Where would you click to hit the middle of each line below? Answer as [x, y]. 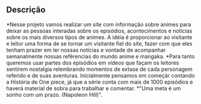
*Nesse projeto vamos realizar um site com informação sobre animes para [99, 24]
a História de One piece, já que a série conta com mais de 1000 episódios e [100, 82]
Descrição [26, 10]
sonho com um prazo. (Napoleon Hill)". [54, 94]
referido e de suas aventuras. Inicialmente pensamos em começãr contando [100, 75]
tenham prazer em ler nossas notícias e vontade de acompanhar [86, 50]
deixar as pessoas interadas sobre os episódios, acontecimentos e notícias [99, 31]
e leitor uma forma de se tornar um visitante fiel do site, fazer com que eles [99, 43]
